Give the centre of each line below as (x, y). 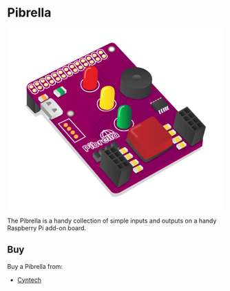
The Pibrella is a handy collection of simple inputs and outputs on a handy (112, 220)
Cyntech (29, 280)
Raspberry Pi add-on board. (47, 228)
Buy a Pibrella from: (35, 266)
